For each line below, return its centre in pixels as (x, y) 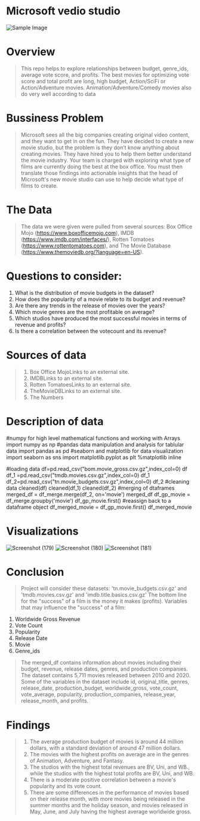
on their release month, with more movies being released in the (107, 799)
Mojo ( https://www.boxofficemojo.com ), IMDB (77, 233)
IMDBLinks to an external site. (66, 378)
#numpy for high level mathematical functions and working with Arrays (93, 438)
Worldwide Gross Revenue (47, 619)
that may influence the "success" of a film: (73, 608)
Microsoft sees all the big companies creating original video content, (105, 135)
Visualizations (42, 531)
